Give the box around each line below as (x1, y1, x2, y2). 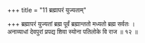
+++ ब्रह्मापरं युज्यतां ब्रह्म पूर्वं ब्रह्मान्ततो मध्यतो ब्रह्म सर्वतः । (7, 20, 135, 28)
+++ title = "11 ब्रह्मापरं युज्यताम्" (7, 6, 87, 14)
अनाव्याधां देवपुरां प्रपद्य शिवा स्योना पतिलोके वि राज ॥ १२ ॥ (7, 28, 139, 35)
